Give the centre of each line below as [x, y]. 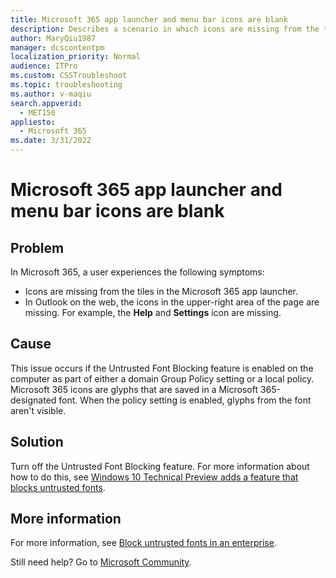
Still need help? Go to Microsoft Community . [101, 562]
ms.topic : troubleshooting [66, 85]
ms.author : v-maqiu [51, 94]
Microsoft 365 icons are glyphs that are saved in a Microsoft [134, 389]
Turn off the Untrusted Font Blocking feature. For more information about [160, 466]
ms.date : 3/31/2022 [51, 141]
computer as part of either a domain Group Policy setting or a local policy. [162, 378]
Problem [37, 247]
